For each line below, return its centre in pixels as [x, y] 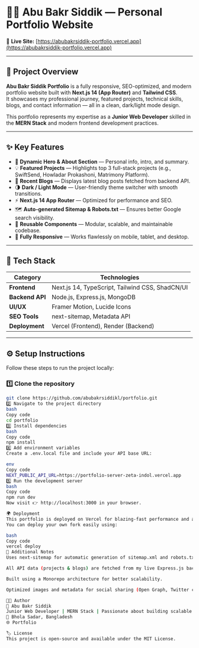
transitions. [28, 193]
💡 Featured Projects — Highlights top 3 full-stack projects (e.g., [93, 168]
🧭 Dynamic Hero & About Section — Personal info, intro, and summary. [102, 161]
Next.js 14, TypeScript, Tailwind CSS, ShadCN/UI [120, 288]
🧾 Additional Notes [30, 552]
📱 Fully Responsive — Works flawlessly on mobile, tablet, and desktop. [102, 237]
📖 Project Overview [42, 72]
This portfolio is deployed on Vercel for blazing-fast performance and [98, 519]
